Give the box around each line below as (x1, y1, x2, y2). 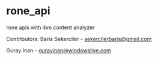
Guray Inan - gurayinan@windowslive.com (6, 46, 111, 54)
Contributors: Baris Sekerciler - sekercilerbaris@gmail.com (6, 35, 152, 42)
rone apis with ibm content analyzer (6, 24, 95, 31)
